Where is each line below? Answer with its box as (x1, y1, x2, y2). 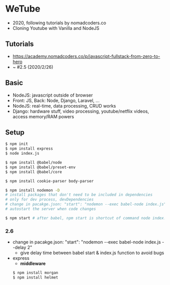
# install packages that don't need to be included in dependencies (5, 193, 153, 198)
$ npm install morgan (12, 270, 58, 275)
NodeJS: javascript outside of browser (12, 92, 93, 98)
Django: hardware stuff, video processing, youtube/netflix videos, (12, 108, 149, 114)
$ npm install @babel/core (5, 169, 62, 174)
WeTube (5, 3, 40, 15)
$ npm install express (5, 146, 53, 152)
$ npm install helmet (12, 275, 58, 280)
